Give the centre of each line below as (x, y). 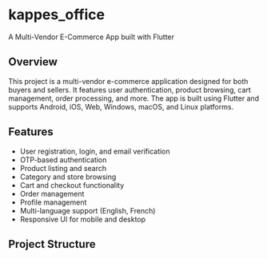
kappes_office (57, 15)
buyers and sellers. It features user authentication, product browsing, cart (130, 90)
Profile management (53, 202)
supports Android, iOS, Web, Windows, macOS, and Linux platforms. (121, 106)
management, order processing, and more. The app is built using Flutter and (134, 98)
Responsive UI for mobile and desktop (83, 219)
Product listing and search (63, 168)
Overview (33, 62)
